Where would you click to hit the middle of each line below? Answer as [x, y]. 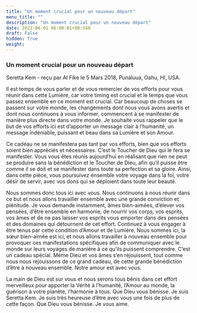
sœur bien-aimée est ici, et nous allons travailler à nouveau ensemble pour [97, 237]
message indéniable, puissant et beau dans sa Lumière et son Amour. [90, 133]
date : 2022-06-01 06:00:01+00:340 [49, 28]
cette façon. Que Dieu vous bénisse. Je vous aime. [68, 304]
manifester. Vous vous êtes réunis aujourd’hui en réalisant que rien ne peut [97, 157]
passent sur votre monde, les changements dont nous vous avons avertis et [98, 108]
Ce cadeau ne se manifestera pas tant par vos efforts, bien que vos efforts [96, 144]
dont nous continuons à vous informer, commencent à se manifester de [93, 114]
